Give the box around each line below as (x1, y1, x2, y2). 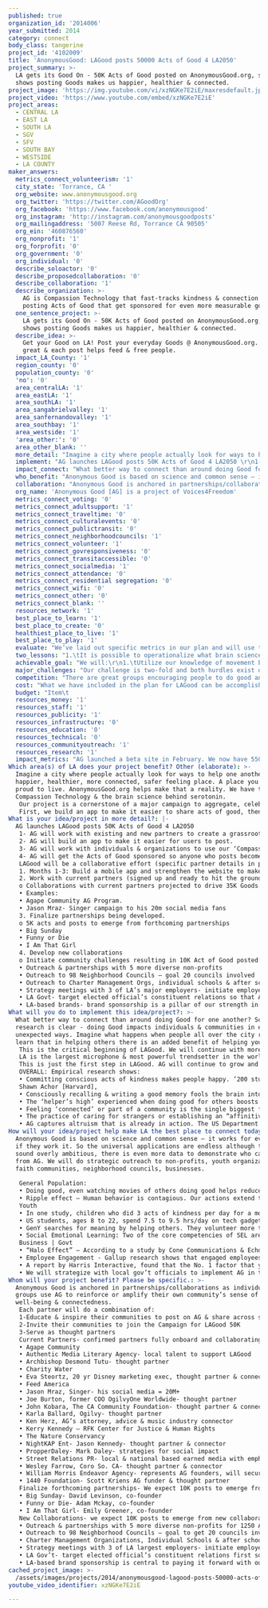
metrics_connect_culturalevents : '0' (15, 518, 141, 526)
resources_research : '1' (15, 748, 98, 756)
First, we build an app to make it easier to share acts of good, (18, 807, 245, 816)
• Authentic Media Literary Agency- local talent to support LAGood (18, 1350, 251, 1358)
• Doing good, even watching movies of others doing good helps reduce (18, 1187, 262, 1195)
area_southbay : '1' (15, 421, 81, 429)
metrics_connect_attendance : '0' (15, 570, 127, 578)
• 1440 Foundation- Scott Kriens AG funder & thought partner (18, 1477, 230, 1485)
